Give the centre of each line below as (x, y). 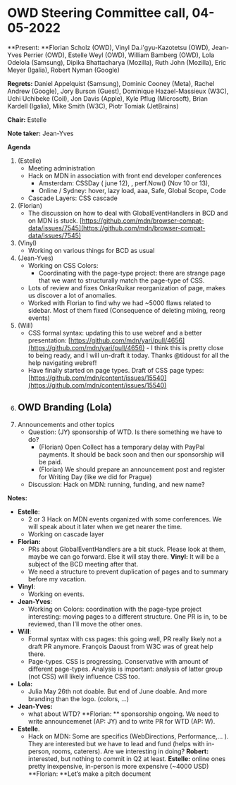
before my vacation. (57, 579)
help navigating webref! (62, 363)
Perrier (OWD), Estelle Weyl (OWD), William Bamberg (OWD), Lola (119, 55)
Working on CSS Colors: (63, 265)
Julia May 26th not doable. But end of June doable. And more (118, 691)
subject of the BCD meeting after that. (83, 564)
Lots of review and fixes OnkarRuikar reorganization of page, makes (126, 288)
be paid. (50, 462)
